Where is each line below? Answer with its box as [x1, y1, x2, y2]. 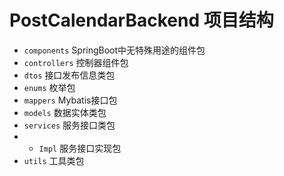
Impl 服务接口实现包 [38, 142, 122, 154]
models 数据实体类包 [23, 106, 107, 118]
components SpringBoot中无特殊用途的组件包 [23, 44, 206, 56]
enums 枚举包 [23, 81, 76, 93]
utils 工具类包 [23, 154, 85, 166]
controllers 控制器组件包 [23, 56, 129, 68]
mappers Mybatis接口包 [23, 94, 118, 106]
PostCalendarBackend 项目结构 [9, 9, 274, 32]
